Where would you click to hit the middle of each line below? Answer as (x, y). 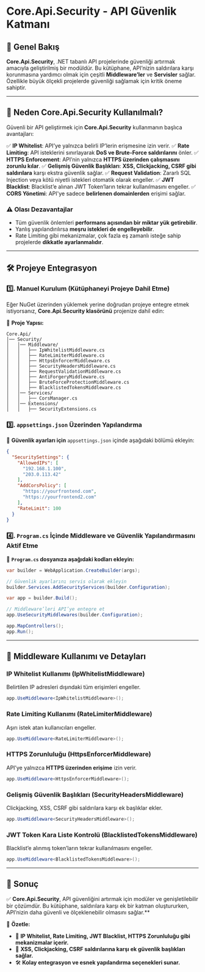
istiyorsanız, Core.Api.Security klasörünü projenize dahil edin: (85, 311)
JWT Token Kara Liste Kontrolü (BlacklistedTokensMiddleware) (102, 835)
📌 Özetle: (18, 924)
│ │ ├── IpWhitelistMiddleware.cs (56, 350)
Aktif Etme (22, 546)
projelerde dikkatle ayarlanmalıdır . (59, 242)
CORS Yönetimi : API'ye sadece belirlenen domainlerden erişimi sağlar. (96, 193)
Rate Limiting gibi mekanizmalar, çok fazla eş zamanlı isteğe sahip (98, 236)
